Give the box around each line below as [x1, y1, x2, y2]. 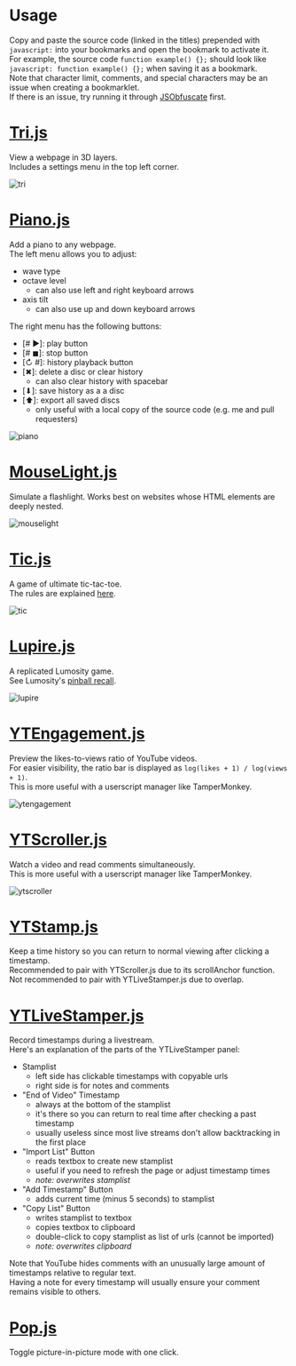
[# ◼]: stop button [21, 347, 89, 358]
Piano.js [9, 210, 71, 230]
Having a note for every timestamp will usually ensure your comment [9, 1277, 261, 1288]
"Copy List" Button [21, 1203, 90, 1214]
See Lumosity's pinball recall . [9, 675, 117, 685]
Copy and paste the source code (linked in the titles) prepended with [9, 35, 261, 45]
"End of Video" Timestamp [21, 1090, 121, 1100]
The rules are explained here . [9, 587, 117, 598]
